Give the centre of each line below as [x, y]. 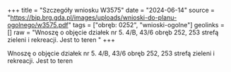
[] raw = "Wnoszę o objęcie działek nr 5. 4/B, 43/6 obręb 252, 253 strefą [113, 32]
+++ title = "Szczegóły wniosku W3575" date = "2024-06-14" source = [111, 10]
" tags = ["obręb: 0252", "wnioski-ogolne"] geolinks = [146, 25]
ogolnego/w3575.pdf [38, 25]
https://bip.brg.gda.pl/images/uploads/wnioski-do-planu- [94, 17]
